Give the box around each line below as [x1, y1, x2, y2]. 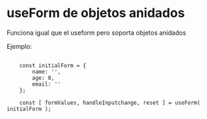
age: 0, [32, 74, 55, 81]
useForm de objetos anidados [6, 5, 185, 21]
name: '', [32, 68, 61, 75]
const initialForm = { [19, 62, 86, 69]
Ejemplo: [6, 42, 33, 50]
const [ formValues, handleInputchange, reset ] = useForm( [19, 99, 201, 106]
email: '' [32, 80, 61, 88]
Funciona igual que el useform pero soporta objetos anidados [6, 28, 186, 37]
